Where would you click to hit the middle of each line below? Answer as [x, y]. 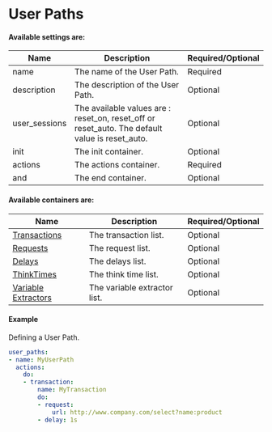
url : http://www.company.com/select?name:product [137, 412]
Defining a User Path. [44, 337]
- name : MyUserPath [41, 360]
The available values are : [123, 108]
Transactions [37, 235]
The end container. [110, 178]
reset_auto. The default [118, 129]
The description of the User [127, 85]
